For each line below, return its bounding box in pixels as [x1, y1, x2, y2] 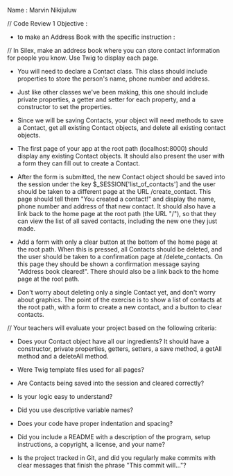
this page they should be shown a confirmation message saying [17, 260, 200, 268]
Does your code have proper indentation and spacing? [17, 420, 173, 427]
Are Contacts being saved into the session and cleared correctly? [17, 379, 205, 387]
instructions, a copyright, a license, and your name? [17, 441, 165, 448]
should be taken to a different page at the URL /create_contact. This [17, 188, 212, 195]
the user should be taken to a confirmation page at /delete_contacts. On [17, 253, 223, 261]
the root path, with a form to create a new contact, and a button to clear [17, 303, 222, 311]
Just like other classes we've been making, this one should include [17, 88, 209, 96]
